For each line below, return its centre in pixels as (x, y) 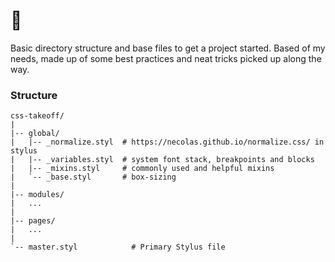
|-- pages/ (33, 221)
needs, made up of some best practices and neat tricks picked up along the (166, 58)
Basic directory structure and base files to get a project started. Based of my (168, 48)
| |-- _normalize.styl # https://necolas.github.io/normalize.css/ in (167, 142)
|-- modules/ (37, 195)
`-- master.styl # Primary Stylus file (118, 247)
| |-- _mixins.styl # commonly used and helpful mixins (142, 169)
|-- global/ (35, 134)
